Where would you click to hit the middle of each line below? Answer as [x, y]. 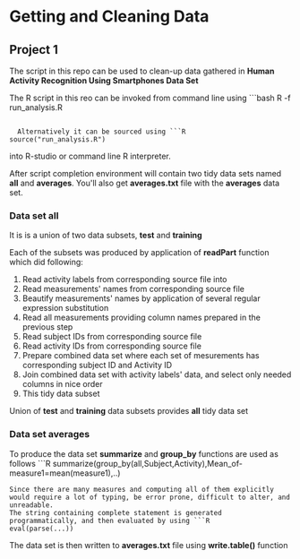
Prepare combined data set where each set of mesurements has [141, 356]
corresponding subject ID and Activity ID [97, 365]
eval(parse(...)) [42, 529]
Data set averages [50, 434]
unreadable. [31, 505]
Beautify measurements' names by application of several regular [141, 298]
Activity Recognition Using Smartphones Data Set [104, 81]
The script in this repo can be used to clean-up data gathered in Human [142, 71]
